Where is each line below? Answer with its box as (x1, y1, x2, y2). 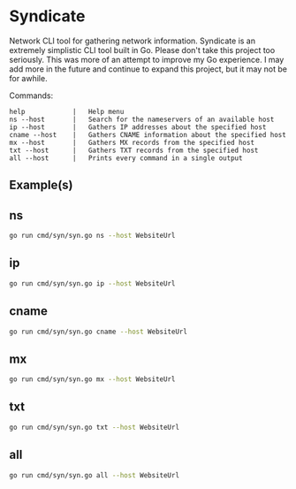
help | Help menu (9, 107, 125, 116)
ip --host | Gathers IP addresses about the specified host (9, 122, 267, 132)
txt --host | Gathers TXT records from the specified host (9, 146, 259, 155)
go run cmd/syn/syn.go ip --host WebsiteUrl (9, 279, 176, 288)
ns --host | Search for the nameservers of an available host (9, 115, 275, 124)
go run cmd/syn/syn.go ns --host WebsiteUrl (9, 232, 176, 241)
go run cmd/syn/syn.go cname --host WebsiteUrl (9, 327, 188, 336)
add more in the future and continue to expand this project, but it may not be (9, 64, 287, 74)
